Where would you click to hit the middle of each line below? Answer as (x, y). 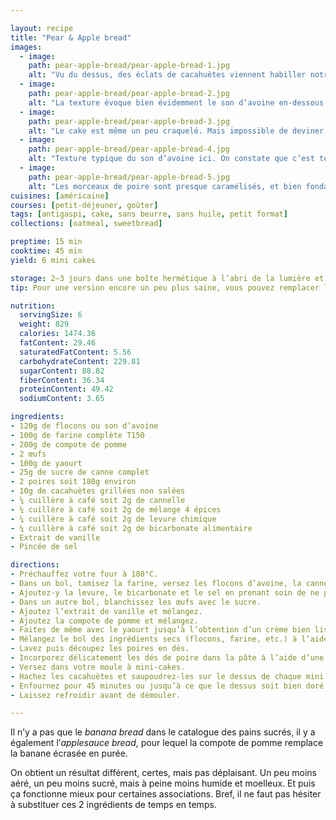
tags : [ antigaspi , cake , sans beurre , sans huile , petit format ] (149, 214)
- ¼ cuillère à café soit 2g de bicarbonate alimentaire (131, 528)
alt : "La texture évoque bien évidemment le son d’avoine (151, 102)
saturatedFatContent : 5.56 (75, 352)
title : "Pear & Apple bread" (71, 37)
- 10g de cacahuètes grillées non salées (98, 491)
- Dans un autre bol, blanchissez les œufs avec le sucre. (136, 602)
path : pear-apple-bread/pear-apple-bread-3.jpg (129, 121)
